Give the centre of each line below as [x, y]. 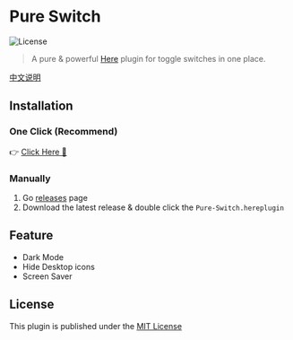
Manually [30, 179]
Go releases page [55, 197]
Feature [31, 235]
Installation [41, 106]
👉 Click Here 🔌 [38, 152]
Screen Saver [47, 276]
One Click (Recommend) [64, 132]
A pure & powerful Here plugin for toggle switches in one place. [148, 58]
